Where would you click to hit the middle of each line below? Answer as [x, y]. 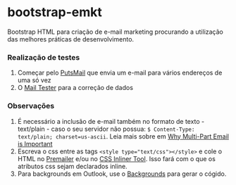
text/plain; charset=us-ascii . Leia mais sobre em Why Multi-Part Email [123, 136]
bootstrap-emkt [55, 12]
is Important [35, 143]
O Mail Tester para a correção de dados [75, 88]
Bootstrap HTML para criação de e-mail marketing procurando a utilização [115, 32]
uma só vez [34, 80]
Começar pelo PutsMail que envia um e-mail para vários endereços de [120, 73]
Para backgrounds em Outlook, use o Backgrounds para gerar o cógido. [122, 174]
